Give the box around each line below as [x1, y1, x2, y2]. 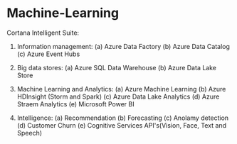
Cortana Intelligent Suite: [6, 28, 80, 37]
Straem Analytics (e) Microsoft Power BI [16, 99, 135, 108]
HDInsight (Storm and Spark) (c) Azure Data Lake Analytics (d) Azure [16, 92, 220, 101]
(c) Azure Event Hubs [16, 50, 80, 58]
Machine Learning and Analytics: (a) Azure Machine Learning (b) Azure [16, 84, 226, 93]
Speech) [16, 128, 43, 137]
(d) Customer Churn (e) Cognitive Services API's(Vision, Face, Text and [16, 121, 227, 129]
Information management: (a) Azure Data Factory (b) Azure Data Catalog [16, 42, 231, 50]
